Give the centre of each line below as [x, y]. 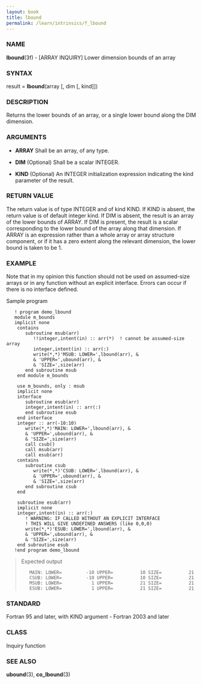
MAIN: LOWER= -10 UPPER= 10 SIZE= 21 [112, 573]
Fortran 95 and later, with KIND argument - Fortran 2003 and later [88, 617]
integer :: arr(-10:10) [47, 423]
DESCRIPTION [27, 102]
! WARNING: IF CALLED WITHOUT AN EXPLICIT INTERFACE [93, 519]
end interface [35, 418]
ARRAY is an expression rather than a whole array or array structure [90, 235]
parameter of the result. [44, 180]
